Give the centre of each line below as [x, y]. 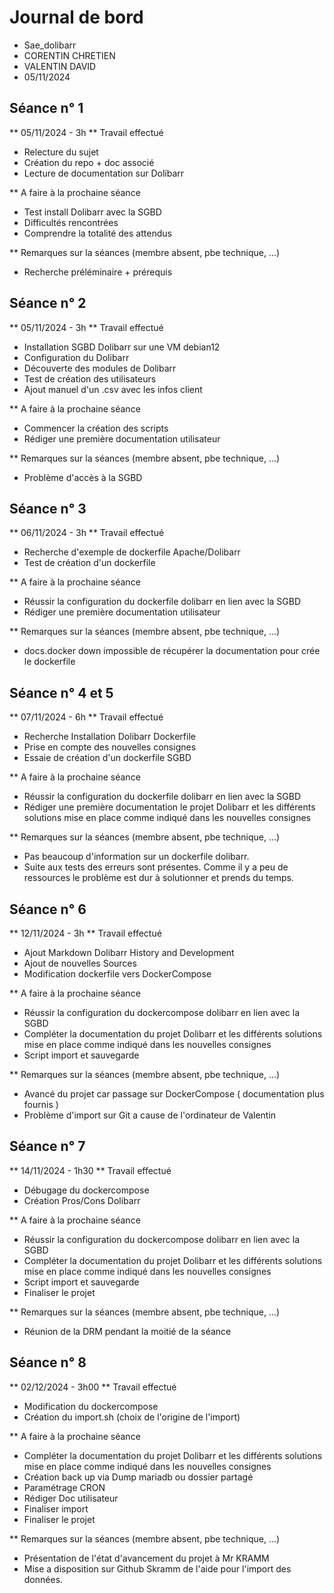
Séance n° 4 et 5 [61, 692]
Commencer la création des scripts [96, 428]
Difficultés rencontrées [71, 222]
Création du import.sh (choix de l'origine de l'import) [132, 1417]
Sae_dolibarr [50, 45]
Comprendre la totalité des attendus [97, 233]
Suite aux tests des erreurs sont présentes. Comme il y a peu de [156, 867]
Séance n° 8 [48, 1362]
